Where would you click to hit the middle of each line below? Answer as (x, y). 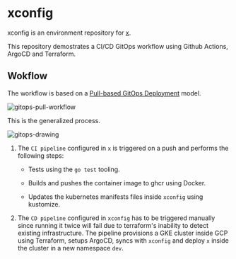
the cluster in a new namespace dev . (70, 248)
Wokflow (28, 76)
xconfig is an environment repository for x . (69, 33)
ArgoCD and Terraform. (42, 54)
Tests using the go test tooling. (74, 169)
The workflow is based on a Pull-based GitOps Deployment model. (104, 93)
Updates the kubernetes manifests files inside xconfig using (116, 197)
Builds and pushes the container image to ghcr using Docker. (117, 183)
